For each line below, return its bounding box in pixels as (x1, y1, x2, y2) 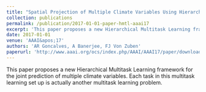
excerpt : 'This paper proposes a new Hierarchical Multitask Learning (6, 26, 191, 33)
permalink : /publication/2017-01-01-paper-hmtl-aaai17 (6, 20, 150, 26)
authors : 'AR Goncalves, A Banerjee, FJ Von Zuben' (6, 44, 141, 50)
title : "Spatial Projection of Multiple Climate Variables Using (6, 9, 177, 15)
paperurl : (6, 49, 32, 55)
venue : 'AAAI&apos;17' (6, 37, 64, 44)
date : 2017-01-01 (6, 32, 51, 38)
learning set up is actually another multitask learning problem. (6, 79, 162, 86)
